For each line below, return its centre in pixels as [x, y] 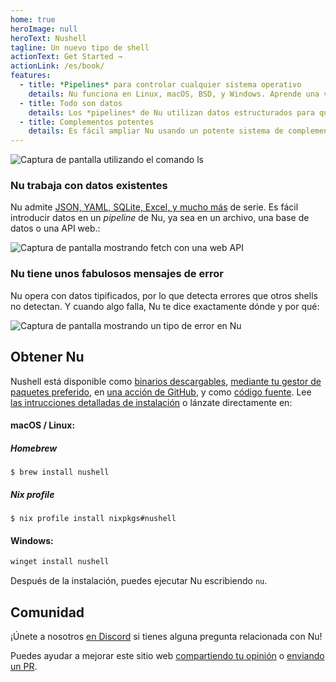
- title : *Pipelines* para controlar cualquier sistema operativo [160, 85]
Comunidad [47, 612]
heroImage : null [44, 29]
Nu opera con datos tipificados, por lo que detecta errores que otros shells [164, 295]
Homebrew [34, 448]
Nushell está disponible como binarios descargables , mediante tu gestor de [166, 381]
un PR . [24, 666]
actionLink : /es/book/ [57, 66]
